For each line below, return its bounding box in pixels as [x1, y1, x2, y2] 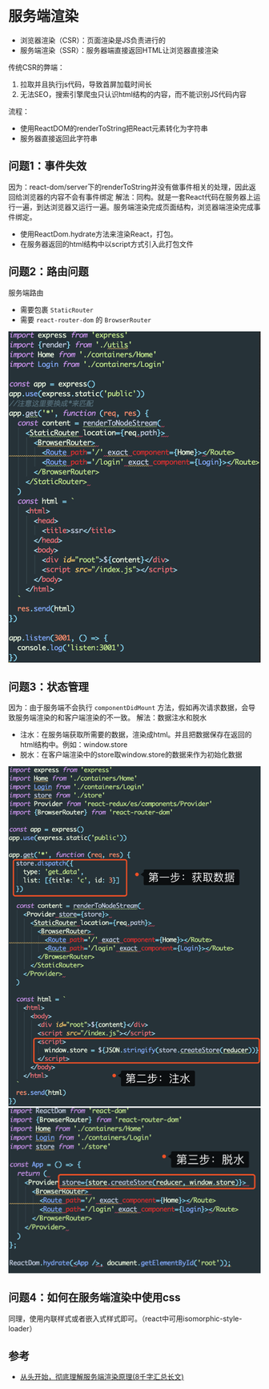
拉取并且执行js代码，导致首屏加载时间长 [19, 79, 152, 89]
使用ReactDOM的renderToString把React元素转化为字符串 [19, 123, 208, 133]
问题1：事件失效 [8, 159, 87, 173]
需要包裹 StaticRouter [19, 305, 94, 314]
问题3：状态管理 [8, 680, 90, 693]
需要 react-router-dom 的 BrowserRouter [19, 314, 152, 325]
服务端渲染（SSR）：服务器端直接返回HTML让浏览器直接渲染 [19, 45, 219, 55]
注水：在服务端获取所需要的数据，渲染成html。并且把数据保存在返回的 [19, 730, 252, 740]
